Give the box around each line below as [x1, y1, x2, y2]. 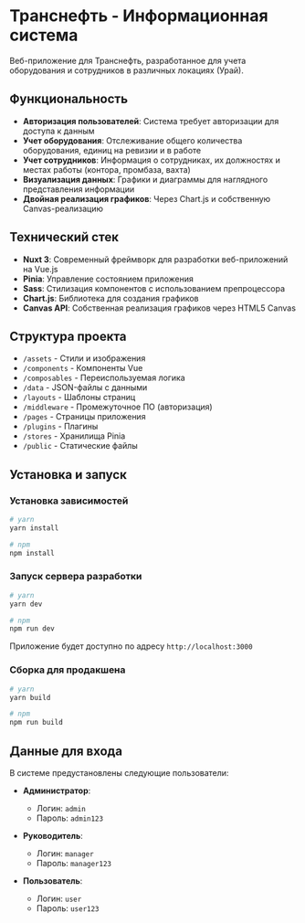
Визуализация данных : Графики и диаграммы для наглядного [22, 174, 268, 185]
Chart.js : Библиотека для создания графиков [22, 292, 199, 303]
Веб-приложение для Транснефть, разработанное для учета [9, 55, 247, 66]
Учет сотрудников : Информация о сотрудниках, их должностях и [22, 154, 280, 165]
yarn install [9, 523, 59, 533]
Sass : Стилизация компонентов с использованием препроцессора [22, 282, 286, 293]
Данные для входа [9, 743, 123, 759]
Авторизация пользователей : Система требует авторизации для [22, 115, 279, 126]
